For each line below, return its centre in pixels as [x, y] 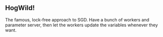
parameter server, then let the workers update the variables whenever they [81, 25]
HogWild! [20, 8]
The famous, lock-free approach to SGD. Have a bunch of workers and [77, 19]
